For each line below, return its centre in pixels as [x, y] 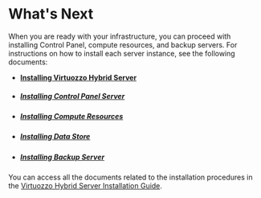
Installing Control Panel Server [72, 96]
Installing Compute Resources [71, 116]
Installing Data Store [55, 137]
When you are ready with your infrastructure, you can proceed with [120, 36]
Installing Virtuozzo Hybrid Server [78, 77]
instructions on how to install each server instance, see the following [122, 53]
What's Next [51, 14]
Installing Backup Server [62, 157]
